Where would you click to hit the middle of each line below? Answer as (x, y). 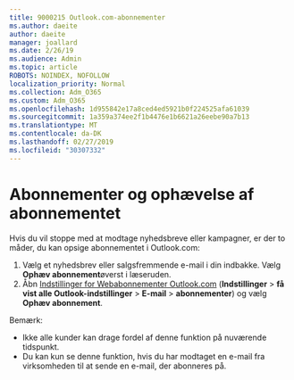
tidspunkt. (41, 347)
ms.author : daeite (43, 26)
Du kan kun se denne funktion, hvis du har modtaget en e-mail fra (143, 356)
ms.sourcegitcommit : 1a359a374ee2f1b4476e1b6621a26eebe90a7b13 (130, 117)
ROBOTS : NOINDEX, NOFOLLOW (59, 76)
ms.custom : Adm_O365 (48, 100)
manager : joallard (43, 42)
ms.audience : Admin (46, 59)
